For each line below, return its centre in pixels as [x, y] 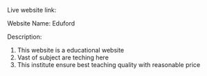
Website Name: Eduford [41, 23]
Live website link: [32, 10]
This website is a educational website [71, 50]
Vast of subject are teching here [63, 57]
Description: [25, 37]
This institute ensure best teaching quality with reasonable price [109, 65]
